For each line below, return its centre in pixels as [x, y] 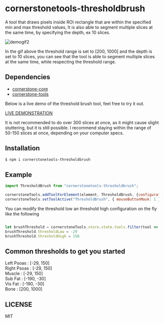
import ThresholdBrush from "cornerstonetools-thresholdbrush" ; [72, 186]
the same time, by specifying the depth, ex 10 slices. [58, 32]
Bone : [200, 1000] [24, 289]
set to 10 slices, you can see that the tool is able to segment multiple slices [80, 56]
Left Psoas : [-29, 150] [27, 263]
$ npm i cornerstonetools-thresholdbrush [48, 159]
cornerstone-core [30, 89]
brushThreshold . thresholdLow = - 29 [41, 232]
